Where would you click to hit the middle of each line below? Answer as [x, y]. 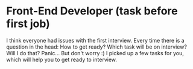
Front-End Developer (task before [92, 11]
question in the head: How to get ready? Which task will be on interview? [96, 47]
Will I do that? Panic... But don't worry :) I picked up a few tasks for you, [95, 53]
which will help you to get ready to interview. [62, 59]
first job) [28, 24]
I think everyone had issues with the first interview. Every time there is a [96, 40]
